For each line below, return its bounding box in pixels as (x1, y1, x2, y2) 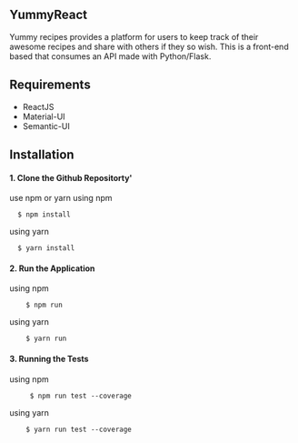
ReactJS (22, 101, 55, 112)
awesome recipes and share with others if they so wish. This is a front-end (9, 41, 289, 52)
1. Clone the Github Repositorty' (9, 172, 133, 183)
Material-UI (22, 111, 65, 122)
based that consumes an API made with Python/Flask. (9, 50, 212, 62)
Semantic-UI (22, 120, 70, 131)
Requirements (9, 77, 91, 93)
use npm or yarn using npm (9, 193, 113, 204)
